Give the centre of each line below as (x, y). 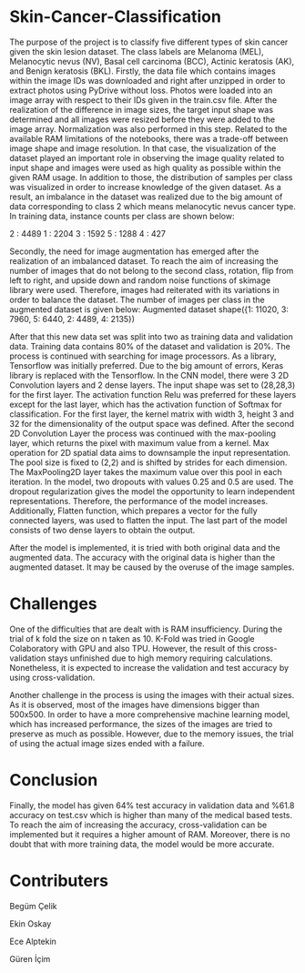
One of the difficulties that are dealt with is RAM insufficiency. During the (146, 629)
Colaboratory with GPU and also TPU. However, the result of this (130, 648)
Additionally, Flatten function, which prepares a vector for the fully (133, 511)
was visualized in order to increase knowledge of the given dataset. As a (146, 187)
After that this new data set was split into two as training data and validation (151, 336)
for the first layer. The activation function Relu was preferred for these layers (153, 394)
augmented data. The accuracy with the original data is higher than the (142, 557)
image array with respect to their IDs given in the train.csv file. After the (143, 100)
